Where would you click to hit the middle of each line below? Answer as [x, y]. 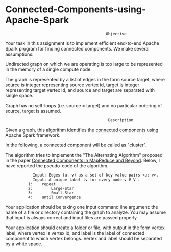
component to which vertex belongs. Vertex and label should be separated [84, 238]
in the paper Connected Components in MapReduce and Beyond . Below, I [82, 160]
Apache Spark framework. [33, 135]
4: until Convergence [54, 197]
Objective [116, 34]
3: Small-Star [51, 193]
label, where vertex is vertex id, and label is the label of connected [75, 233]
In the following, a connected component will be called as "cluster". [76, 145]
